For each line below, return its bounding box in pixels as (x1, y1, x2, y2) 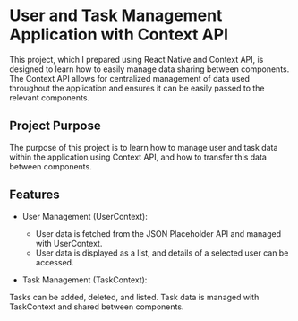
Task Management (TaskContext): (21, 274, 148, 285)
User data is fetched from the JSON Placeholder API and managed (35, 228, 282, 239)
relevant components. (9, 91, 90, 103)
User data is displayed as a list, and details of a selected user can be (35, 247, 289, 258)
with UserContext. (35, 238, 103, 248)
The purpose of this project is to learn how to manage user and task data (9, 142, 278, 152)
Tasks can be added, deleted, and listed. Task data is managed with (9, 291, 260, 302)
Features (9, 187, 60, 203)
